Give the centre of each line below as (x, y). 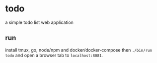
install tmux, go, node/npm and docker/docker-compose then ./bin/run (79, 50)
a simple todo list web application (39, 22)
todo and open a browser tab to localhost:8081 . (54, 55)
